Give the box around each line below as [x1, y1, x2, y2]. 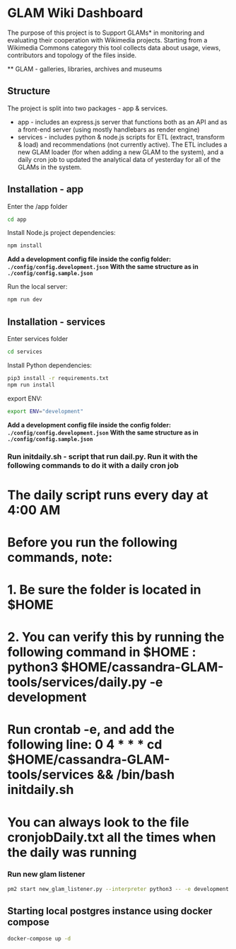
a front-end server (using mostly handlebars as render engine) [17, 125, 200, 134]
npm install [7, 242, 42, 249]
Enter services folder [7, 335, 69, 343]
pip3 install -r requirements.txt [7, 374, 110, 381]
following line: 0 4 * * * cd [7, 737, 163, 753]
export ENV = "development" [7, 408, 83, 415]
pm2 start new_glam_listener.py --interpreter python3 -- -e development [7, 885, 230, 892]
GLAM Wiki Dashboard [7, 5, 143, 21]
